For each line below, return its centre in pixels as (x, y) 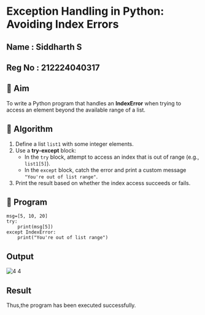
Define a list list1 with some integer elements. (74, 144)
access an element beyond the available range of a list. (76, 110)
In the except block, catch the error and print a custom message (105, 170)
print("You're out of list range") (63, 238)
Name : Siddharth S (44, 47)
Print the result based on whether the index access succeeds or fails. (103, 183)
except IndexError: (31, 232)
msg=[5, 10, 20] (27, 216)
